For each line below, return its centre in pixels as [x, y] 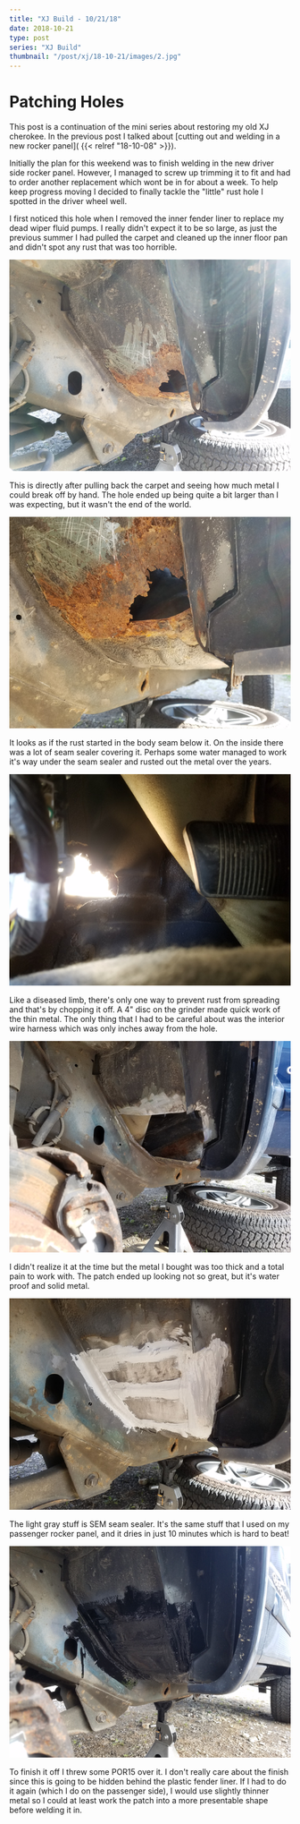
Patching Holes [67, 102]
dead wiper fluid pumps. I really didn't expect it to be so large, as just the [143, 228]
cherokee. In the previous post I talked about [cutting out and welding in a [145, 136]
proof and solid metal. [50, 1286]
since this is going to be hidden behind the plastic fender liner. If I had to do [148, 1782]
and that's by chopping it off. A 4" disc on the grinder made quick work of [145, 1010]
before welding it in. [46, 1810]
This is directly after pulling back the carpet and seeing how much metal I [144, 486]
